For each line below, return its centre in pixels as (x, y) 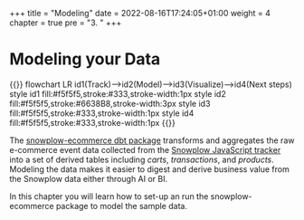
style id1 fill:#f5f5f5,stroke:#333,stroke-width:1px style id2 (118, 93)
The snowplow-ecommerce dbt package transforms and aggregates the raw (152, 140)
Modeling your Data (85, 59)
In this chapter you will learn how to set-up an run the (109, 196)
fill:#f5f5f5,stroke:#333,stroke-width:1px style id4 (102, 113)
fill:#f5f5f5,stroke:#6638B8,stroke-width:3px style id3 (110, 103)
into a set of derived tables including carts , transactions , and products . (142, 159)
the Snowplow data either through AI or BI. (89, 178)
